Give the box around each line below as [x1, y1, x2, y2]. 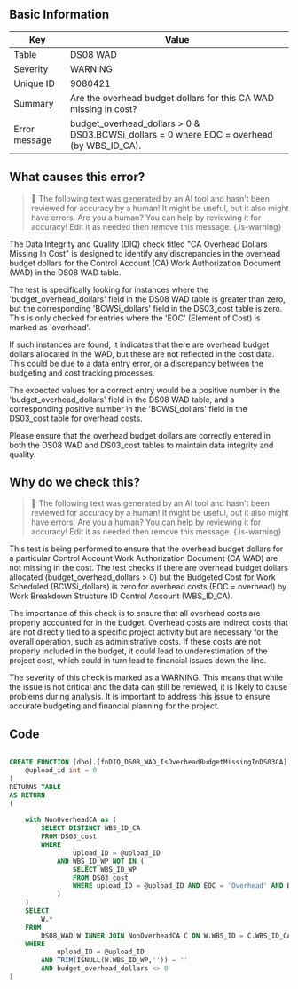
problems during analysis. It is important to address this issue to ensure [9, 692, 271, 702]
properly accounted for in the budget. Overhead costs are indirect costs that [9, 617, 288, 629]
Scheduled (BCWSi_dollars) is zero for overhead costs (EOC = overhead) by [9, 582, 286, 592]
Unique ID [13, 77, 55, 90]
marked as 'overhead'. [9, 321, 91, 332]
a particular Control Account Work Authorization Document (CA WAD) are [9, 553, 278, 564]
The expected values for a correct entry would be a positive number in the [9, 384, 281, 395]
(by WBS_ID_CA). [69, 139, 142, 152]
